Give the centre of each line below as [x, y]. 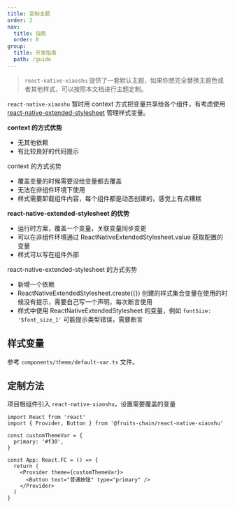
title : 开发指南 [35, 53]
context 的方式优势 [35, 128]
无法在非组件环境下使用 [51, 189]
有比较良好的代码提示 [48, 151]
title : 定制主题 [29, 14]
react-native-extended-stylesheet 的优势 [68, 213]
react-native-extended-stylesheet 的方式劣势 [72, 269]
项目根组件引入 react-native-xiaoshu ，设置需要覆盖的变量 [92, 404]
